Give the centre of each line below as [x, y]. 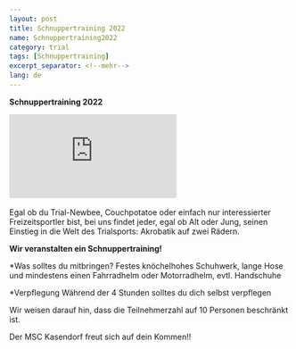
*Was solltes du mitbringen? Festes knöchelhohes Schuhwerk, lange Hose [146, 266]
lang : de [25, 76]
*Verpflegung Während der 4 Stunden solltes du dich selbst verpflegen [140, 292]
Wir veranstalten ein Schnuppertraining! [86, 248]
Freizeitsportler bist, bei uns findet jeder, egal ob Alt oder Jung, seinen [139, 221]
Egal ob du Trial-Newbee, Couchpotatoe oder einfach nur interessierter [140, 212]
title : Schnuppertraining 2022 [67, 28]
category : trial [39, 47]
